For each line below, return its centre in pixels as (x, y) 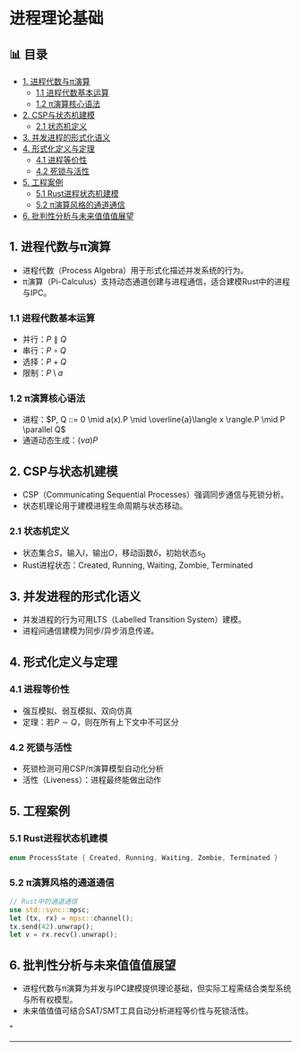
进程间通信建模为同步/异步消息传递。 (90, 631)
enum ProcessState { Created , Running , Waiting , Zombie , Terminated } (144, 857)
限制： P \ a (43, 373)
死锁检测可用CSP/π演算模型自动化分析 (93, 769)
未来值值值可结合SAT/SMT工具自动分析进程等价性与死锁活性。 (138, 1011)
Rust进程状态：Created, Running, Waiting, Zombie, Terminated (138, 565)
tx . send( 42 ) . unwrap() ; (52, 926)
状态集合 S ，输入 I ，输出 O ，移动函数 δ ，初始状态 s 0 (114, 554)
